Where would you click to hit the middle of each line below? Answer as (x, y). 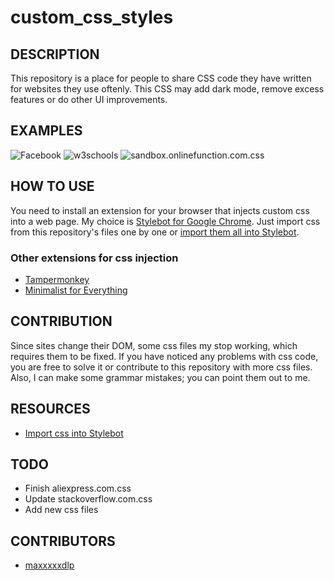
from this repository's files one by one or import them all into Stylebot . (155, 232)
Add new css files (61, 510)
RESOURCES (50, 409)
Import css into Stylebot (74, 433)
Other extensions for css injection (94, 258)
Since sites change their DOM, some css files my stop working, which (154, 345)
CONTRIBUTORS (63, 541)
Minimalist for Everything (76, 290)
